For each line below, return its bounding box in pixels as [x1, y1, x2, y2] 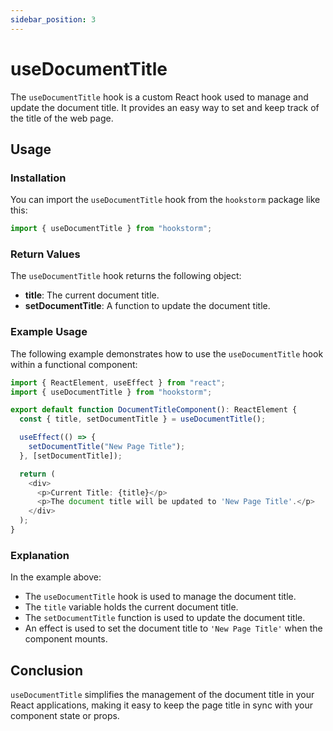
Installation [10, 171, 67, 185]
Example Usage [10, 325, 88, 339]
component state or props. [10, 710, 120, 722]
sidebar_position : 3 [10, 14, 97, 25]
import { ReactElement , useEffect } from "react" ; [10, 377, 226, 388]
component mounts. [24, 633, 108, 645]
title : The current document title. [24, 289, 160, 301]
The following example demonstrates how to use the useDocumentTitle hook [10, 347, 324, 360]
